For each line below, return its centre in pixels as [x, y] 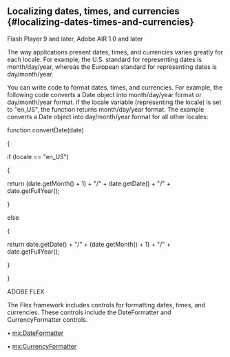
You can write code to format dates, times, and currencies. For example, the [115, 87]
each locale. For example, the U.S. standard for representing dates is [104, 59]
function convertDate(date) [46, 130]
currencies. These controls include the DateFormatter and [89, 312]
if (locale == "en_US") [38, 156]
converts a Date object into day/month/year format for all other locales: [108, 116]
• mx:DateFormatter [35, 333]
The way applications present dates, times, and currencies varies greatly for [115, 52]
